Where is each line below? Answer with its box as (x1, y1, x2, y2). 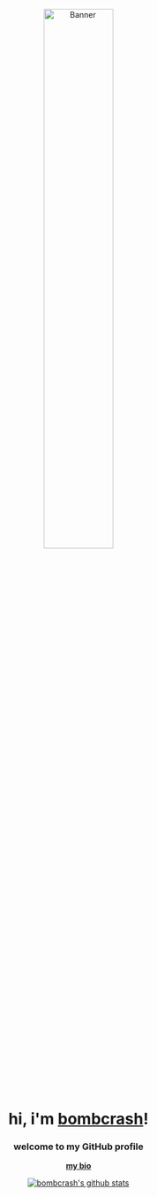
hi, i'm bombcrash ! (8, 1109, 149, 1129)
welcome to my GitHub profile (13, 1140, 144, 1153)
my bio (65, 1161, 92, 1171)
